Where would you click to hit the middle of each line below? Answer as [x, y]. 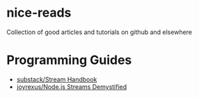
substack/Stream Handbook [57, 79]
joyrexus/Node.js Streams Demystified [72, 87]
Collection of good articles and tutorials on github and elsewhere [99, 32]
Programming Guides [69, 60]
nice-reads [39, 13]
